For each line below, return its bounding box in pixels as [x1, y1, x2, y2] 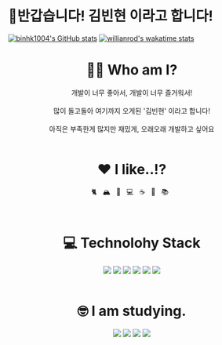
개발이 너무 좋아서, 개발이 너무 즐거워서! [71, 88, 193, 97]
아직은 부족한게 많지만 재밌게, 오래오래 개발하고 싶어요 [49, 124, 215, 133]
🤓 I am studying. [77, 302, 187, 320]
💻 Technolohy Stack [63, 234, 201, 252]
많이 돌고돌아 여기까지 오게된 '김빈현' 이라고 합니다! [53, 106, 210, 115]
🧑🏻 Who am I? [86, 61, 178, 79]
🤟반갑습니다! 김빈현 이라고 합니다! [8, 7, 213, 25]
